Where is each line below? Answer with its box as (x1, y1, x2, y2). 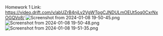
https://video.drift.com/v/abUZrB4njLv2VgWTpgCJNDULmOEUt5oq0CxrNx (5, 9, 158, 15)
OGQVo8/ (5, 15, 25, 20)
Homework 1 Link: (5, 4, 41, 10)
